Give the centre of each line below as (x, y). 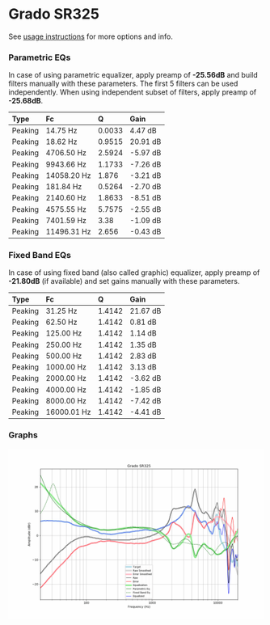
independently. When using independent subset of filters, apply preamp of (133, 92)
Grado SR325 (54, 14)
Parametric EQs (40, 57)
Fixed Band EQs (40, 255)
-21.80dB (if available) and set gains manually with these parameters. (124, 281)
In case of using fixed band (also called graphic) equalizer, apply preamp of (134, 272)
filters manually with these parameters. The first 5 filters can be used (123, 84)
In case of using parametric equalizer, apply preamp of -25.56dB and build (133, 75)
